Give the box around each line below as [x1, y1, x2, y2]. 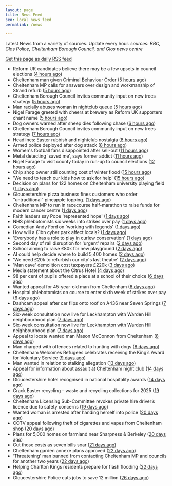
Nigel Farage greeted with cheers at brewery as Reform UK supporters [12, 109, 163, 115]
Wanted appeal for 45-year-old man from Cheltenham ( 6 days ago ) [12, 284, 155, 290]
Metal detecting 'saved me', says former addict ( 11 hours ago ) [12, 153, 143, 159]
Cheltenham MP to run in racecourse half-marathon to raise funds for [12, 202, 160, 208]
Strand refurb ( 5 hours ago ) [12, 88, 71, 94]
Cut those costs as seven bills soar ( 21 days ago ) [12, 442, 117, 448]
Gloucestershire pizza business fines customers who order [12, 191, 138, 198]
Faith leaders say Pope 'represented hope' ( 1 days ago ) [12, 213, 130, 219]
